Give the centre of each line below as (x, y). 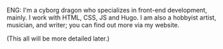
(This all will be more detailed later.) (58, 38)
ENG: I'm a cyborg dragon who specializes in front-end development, (107, 10)
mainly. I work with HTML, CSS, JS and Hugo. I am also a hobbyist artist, (111, 17)
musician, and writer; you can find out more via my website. (93, 25)
